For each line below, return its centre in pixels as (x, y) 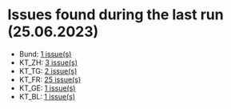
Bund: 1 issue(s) (45, 54)
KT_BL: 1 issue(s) (47, 96)
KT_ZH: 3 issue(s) (48, 63)
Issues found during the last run (116, 15)
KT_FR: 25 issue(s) (50, 79)
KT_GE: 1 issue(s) (47, 88)
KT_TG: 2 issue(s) (48, 71)
